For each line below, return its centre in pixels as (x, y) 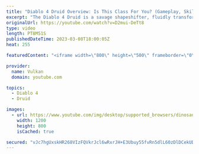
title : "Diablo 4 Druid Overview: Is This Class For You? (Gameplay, (94, 12)
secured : (17, 142)
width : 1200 (31, 120)
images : (16, 110)
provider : (18, 66)
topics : (16, 88)
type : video (21, 28)
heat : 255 (18, 45)
